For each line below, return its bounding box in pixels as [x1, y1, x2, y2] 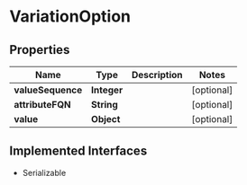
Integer [91, 84, 123, 96]
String [91, 99, 119, 110]
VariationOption [9, 6, 131, 27]
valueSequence [14, 84, 83, 96]
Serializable [22, 167, 67, 178]
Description [131, 69, 183, 81]
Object [91, 113, 121, 125]
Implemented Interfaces [9, 144, 148, 159]
